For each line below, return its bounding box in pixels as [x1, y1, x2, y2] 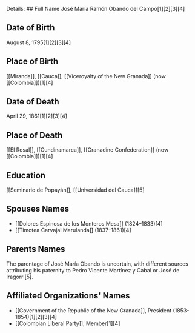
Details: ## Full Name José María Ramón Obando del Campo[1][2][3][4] [6, 5, 185, 12]
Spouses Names [6, 204, 70, 214]
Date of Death [6, 96, 59, 107]
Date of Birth [6, 22, 55, 33]
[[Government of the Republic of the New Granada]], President [15, 306, 172, 314]
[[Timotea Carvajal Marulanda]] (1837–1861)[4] [15, 226, 131, 234]
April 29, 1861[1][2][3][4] [6, 112, 68, 120]
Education [6, 170, 46, 181]
